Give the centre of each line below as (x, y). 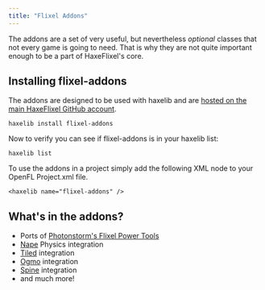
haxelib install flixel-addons (61, 124)
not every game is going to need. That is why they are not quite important (130, 47)
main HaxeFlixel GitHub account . (62, 109)
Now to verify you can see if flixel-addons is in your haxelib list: (114, 139)
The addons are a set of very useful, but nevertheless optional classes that (132, 39)
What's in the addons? (66, 216)
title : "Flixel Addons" (48, 16)
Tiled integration (47, 253)
